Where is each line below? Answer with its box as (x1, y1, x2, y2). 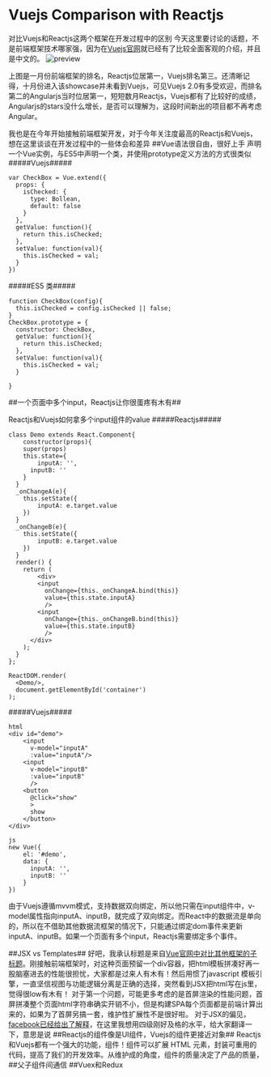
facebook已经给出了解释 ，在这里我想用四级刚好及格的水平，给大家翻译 (8, 1019, 246, 1029)
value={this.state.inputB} (44, 622, 136, 630)
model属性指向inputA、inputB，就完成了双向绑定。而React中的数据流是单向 (8, 911, 261, 921)
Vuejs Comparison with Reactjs (8, 6, 224, 24)
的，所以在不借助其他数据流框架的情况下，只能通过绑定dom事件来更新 (8, 921, 243, 930)
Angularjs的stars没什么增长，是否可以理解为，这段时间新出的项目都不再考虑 (8, 101, 262, 111)
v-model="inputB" (29, 765, 89, 773)
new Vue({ (8, 843, 42, 851)
